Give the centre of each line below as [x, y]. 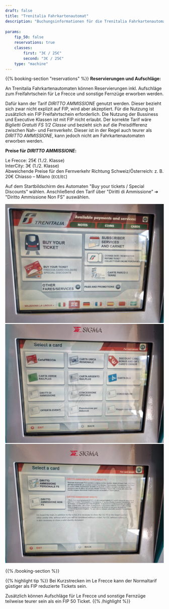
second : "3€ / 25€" [44, 58]
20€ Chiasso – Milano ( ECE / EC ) [36, 177]
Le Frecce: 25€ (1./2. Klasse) [35, 161]
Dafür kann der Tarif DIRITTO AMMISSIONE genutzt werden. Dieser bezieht [83, 104]
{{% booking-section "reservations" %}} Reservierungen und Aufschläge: [83, 79]
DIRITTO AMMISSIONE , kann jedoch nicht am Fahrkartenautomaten [75, 136]
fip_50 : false [29, 37]
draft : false [19, 11]
